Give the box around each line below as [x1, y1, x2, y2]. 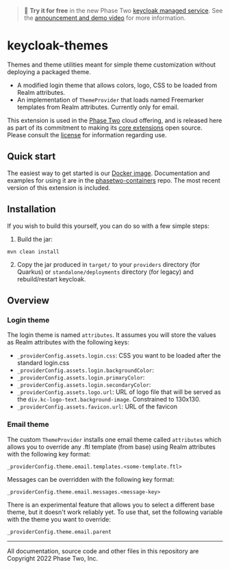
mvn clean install [7, 248, 60, 255]
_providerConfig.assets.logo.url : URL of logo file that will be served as [16, 388, 221, 396]
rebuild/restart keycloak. [16, 275, 86, 283]
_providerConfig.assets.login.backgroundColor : [16, 366, 154, 374]
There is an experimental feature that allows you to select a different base [7, 500, 215, 509]
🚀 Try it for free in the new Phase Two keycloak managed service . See [23, 7, 223, 14]
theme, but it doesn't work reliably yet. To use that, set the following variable [7, 508, 223, 516]
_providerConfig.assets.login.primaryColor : [16, 373, 145, 382]
